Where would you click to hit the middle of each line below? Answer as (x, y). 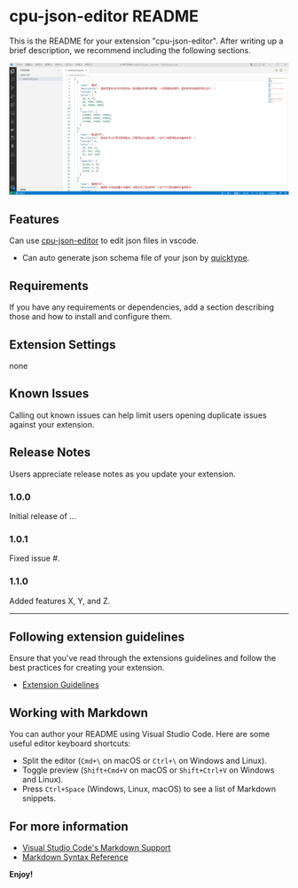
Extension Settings (63, 345)
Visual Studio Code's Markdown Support (96, 848)
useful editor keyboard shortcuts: (70, 743)
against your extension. (52, 424)
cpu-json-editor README (104, 16)
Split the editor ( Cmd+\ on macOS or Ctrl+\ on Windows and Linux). (145, 761)
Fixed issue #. (35, 558)
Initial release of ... (43, 516)
